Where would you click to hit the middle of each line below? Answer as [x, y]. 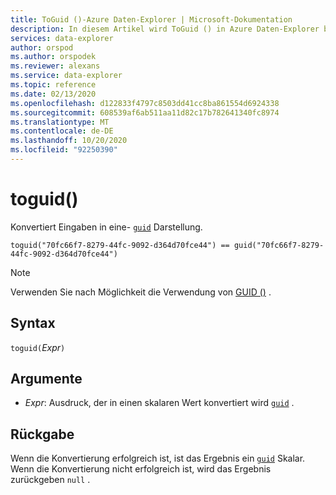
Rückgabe [42, 434]
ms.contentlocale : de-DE [62, 131]
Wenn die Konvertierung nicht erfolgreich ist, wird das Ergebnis [141, 469]
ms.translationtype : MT [60, 122]
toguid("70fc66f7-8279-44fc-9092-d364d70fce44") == [120, 245]
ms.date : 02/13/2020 [53, 94]
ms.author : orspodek [53, 57]
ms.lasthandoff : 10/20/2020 [69, 141]
